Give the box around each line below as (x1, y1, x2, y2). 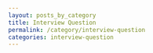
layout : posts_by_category (8, 11, 97, 19)
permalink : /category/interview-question (8, 26, 146, 34)
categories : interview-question (8, 33, 114, 41)
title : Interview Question (8, 19, 97, 26)
